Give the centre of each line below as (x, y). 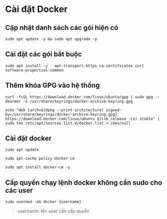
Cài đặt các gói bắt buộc (44, 54)
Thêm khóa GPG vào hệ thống (52, 86)
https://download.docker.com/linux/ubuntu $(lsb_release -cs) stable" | (82, 119)
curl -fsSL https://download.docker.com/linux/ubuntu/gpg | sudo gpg (79, 97)
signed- (114, 110)
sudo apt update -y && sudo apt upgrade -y (51, 39)
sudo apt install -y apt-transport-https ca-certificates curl (74, 66)
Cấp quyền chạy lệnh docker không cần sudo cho (84, 182)
